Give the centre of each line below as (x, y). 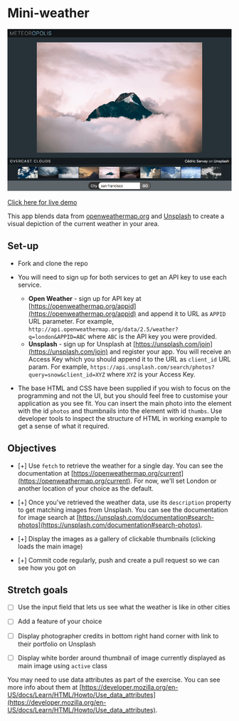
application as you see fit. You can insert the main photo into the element (124, 403)
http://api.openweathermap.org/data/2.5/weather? (103, 329)
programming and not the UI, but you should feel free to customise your (123, 395)
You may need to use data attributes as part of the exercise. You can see (114, 680)
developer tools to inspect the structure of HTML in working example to (122, 418)
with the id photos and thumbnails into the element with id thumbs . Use (120, 411)
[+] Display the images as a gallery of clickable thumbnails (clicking (116, 538)
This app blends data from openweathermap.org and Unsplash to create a (116, 216)
